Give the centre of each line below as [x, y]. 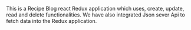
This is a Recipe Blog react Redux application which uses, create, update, [95, 9]
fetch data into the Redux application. [52, 21]
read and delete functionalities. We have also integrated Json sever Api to [96, 15]
